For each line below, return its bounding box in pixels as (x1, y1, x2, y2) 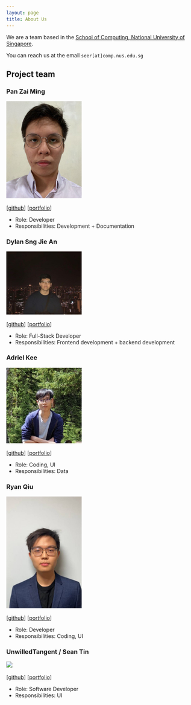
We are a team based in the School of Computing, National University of (6, 33, 185, 40)
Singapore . (6, 40, 34, 47)
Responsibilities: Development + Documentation (14, 222, 134, 230)
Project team (6, 69, 55, 79)
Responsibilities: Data (14, 467, 69, 474)
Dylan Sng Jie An (6, 237, 57, 246)
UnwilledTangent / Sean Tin (6, 647, 89, 655)
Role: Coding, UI (14, 461, 56, 468)
